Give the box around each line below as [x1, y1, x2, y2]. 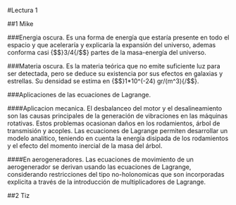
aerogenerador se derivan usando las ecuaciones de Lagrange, [7, 163, 192, 171]
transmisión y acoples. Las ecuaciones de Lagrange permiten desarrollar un [7, 127, 228, 135]
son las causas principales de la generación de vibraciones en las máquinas [7, 112, 228, 120]
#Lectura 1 [7, 6, 38, 14]
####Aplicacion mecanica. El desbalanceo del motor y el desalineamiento [7, 104, 223, 112]
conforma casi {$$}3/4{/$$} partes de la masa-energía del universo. [7, 49, 206, 56]
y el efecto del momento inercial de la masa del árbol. [7, 142, 163, 150]
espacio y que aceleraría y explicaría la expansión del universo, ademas [7, 41, 216, 49]
